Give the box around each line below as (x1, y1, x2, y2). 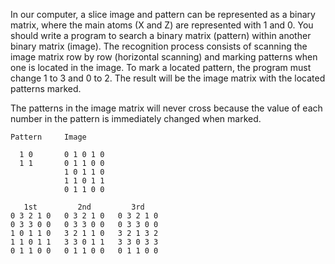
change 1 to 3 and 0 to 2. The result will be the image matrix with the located (10, 72, 326, 84)
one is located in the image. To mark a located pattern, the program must (10, 62, 312, 73)
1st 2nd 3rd (23, 202, 145, 212)
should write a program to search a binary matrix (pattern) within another (10, 30, 312, 41)
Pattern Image (10, 132, 87, 142)
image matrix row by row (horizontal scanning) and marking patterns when (10, 51, 318, 63)
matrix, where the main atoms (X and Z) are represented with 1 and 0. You (10, 19, 314, 31)
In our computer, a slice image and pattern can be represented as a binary (10, 9, 316, 20)
